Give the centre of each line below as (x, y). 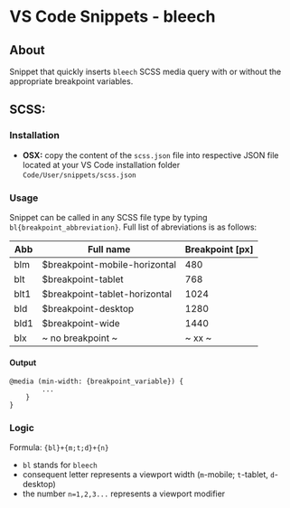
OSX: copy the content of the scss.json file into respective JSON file (150, 155)
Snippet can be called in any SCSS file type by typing (108, 217)
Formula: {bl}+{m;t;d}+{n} (59, 447)
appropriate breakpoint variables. (71, 81)
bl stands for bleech (60, 465)
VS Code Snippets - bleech (112, 17)
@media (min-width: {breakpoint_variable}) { (96, 381)
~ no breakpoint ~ (80, 338)
